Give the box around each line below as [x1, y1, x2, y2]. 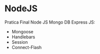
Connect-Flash [11, 44, 42, 50]
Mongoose [11, 28, 34, 34]
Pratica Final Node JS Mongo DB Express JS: [4, 19, 96, 25]
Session [11, 39, 28, 45]
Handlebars [11, 34, 35, 40]
